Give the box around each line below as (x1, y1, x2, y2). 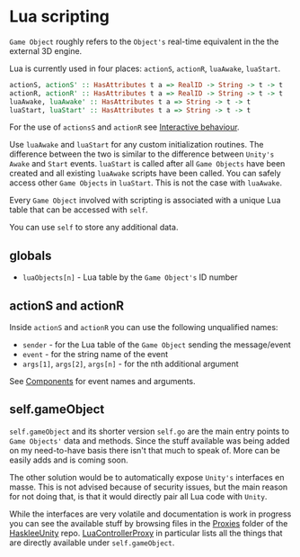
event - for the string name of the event (22, 349, 169, 360)
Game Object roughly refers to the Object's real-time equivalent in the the (9, 36, 279, 47)
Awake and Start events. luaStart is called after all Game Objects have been (9, 158, 286, 169)
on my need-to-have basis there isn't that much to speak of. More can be (9, 445, 280, 455)
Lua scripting (9, 6, 110, 27)
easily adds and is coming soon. (9, 454, 128, 465)
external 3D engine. (9, 45, 83, 56)
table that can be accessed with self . (9, 204, 148, 215)
